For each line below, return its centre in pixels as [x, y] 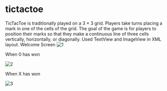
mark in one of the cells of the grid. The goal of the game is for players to [81, 28]
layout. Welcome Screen [30, 44]
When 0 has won [23, 54]
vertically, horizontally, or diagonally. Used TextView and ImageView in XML [83, 39]
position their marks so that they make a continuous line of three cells [77, 34]
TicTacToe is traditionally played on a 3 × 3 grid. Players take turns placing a [84, 23]
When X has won [23, 73]
